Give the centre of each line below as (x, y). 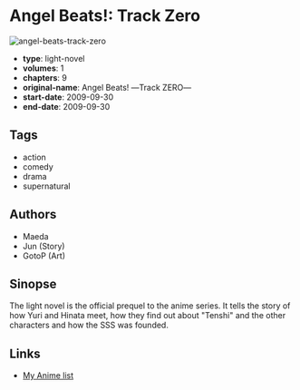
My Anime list (48, 375)
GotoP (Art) (44, 256)
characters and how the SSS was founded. (89, 325)
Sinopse (33, 283)
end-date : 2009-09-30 (66, 106)
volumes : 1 (43, 68)
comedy (38, 166)
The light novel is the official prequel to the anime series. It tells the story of (150, 306)
